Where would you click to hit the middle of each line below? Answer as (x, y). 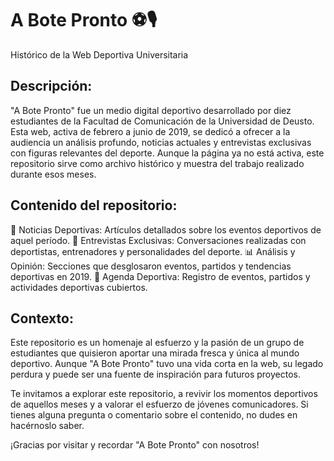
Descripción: (51, 86)
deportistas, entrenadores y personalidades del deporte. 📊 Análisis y (153, 251)
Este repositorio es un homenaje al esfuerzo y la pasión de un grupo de (157, 343)
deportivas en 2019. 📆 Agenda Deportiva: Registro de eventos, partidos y (160, 276)
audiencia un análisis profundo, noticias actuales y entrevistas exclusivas (161, 142)
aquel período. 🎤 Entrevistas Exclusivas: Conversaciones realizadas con (158, 240)
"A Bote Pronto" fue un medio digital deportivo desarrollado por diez (151, 110)
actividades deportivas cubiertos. (79, 287)
